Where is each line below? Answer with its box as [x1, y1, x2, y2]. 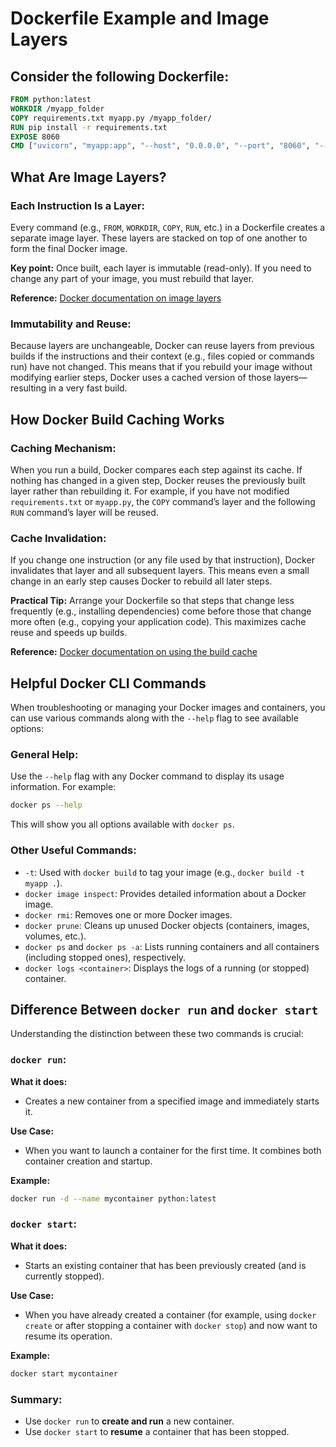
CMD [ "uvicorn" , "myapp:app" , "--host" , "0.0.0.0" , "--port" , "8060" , [10, 141, 311, 151]
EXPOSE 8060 [10, 132, 60, 142]
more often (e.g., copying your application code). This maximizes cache [10, 616, 307, 628]
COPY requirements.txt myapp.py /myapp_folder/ [10, 113, 213, 123]
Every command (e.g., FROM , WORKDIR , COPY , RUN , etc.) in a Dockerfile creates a [10, 221, 326, 233]
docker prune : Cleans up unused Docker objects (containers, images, [24, 919, 310, 931]
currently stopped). [24, 1270, 105, 1282]
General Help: [10, 747, 79, 761]
